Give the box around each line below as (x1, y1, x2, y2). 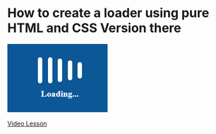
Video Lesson (7, 119, 47, 128)
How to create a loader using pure (7, 5, 210, 21)
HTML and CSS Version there (7, 20, 181, 36)
